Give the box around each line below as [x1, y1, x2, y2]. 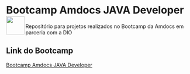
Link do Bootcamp [6, 46, 74, 56]
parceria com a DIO [25, 29, 72, 36]
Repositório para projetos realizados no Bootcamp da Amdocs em [25, 23, 184, 30]
